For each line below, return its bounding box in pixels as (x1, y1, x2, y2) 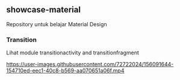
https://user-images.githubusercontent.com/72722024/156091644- (6, 61, 174, 68)
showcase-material (6, 5, 81, 15)
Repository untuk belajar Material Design (6, 20, 107, 27)
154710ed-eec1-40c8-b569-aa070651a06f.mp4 (6, 67, 125, 74)
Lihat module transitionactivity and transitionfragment (6, 49, 140, 56)
